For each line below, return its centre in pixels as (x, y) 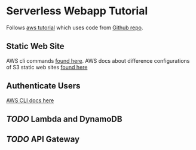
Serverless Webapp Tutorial (77, 11)
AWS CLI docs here (30, 100)
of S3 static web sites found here (47, 67)
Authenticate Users (43, 86)
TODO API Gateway (43, 140)
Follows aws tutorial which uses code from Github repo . (75, 27)
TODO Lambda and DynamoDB (64, 119)
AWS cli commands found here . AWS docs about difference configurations (98, 60)
